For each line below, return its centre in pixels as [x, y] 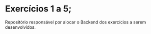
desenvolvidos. [20, 27]
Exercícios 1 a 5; [38, 9]
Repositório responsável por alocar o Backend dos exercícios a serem [75, 22]
